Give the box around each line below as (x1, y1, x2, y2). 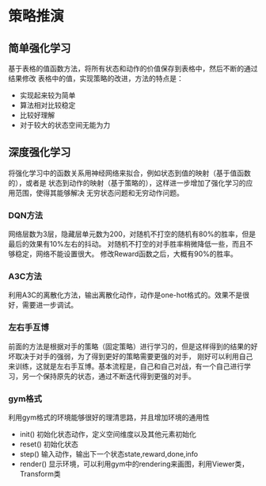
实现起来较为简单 (19, 90, 76, 100)
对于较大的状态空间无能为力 (19, 121, 111, 129)
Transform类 (19, 469, 61, 478)
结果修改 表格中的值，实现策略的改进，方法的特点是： (8, 74, 184, 83)
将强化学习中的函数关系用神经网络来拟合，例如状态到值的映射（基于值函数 (8, 168, 251, 178)
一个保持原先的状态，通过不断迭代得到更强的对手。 (28, 371, 196, 381)
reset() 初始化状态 (19, 439, 79, 449)
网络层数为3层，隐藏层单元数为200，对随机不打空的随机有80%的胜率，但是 (8, 229, 256, 239)
